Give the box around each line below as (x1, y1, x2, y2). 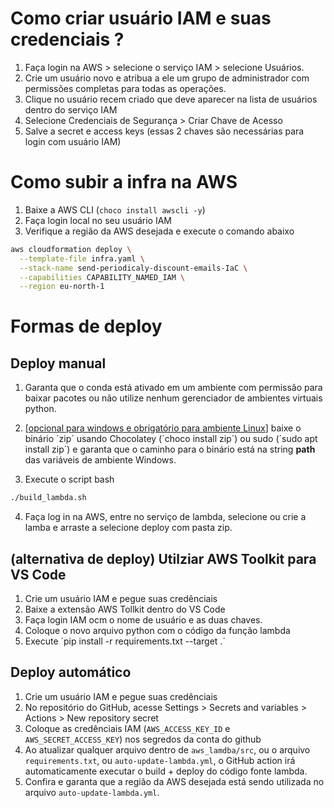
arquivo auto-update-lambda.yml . (24, 786, 160, 798)
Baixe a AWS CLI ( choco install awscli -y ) (24, 203, 206, 216)
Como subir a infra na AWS (10, 171, 238, 194)
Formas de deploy (10, 315, 163, 338)
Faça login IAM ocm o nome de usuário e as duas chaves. (24, 613, 263, 626)
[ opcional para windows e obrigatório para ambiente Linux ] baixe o (24, 422, 302, 434)
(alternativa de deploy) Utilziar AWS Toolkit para (10, 550, 317, 567)
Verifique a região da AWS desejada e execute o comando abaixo (24, 225, 295, 237)
